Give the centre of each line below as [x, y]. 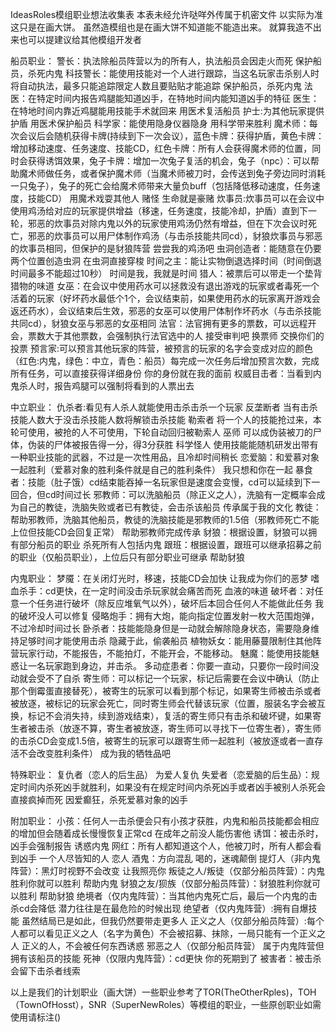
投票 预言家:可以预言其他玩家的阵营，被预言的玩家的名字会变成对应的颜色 [161, 348]
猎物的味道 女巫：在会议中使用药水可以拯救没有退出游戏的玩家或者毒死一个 [165, 286]
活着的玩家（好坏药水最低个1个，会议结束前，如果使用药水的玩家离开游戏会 [165, 298]
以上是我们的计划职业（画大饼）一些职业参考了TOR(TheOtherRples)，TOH [163, 992]
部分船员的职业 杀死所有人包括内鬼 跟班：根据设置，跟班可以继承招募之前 [170, 544]
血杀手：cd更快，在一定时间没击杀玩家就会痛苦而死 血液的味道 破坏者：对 [162, 591]
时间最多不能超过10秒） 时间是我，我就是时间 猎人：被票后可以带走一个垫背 [166, 273]
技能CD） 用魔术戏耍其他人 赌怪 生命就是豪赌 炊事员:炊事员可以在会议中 [176, 198]
